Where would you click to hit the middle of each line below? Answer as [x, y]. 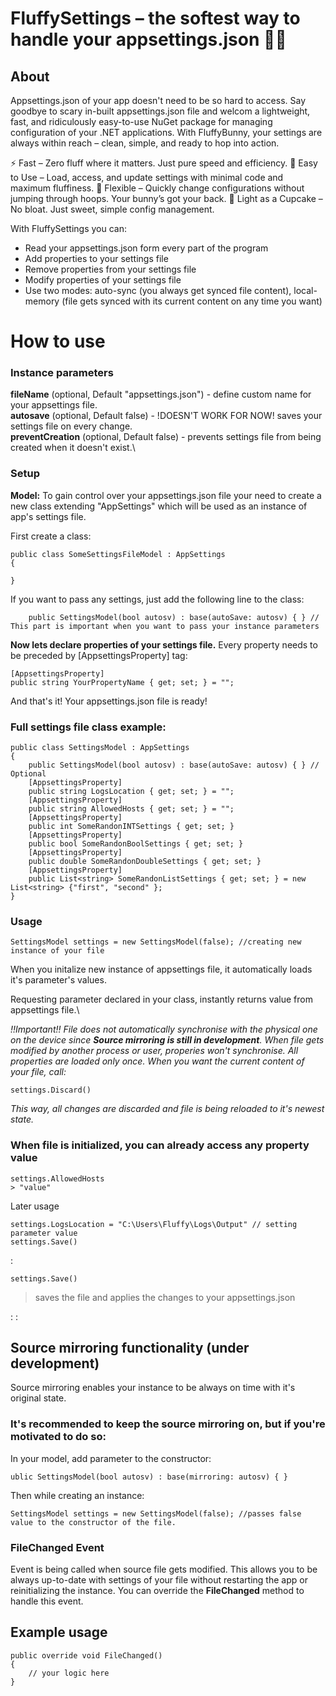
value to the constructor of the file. [93, 1522]
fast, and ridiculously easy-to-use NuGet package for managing [141, 121]
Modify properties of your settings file [103, 280]
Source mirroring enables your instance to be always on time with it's [153, 1388]
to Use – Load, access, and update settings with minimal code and [147, 177]
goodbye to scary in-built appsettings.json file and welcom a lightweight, [160, 111]
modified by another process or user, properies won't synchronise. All [154, 1051]
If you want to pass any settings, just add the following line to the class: [157, 599]
